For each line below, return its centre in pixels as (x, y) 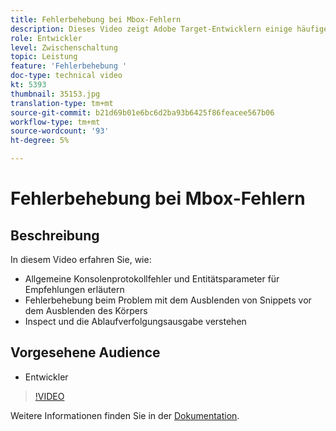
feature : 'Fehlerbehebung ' (69, 66)
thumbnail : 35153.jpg (55, 94)
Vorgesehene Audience (85, 352)
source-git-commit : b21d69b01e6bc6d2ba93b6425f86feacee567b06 (142, 112)
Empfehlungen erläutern (74, 289)
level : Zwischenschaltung (64, 47)
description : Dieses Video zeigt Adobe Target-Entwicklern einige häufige (169, 29)
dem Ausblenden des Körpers (86, 310)
